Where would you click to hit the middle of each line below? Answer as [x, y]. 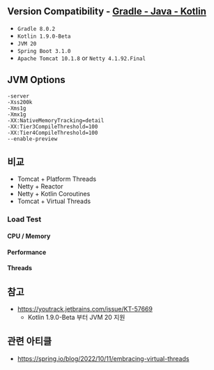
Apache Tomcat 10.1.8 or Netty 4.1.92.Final [82, 58]
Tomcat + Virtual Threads [54, 201]
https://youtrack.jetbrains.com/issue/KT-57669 [85, 309]
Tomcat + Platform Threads [56, 179]
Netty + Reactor [40, 186]
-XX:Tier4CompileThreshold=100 [53, 133]
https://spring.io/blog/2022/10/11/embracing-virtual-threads [103, 358]
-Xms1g [17, 108]
